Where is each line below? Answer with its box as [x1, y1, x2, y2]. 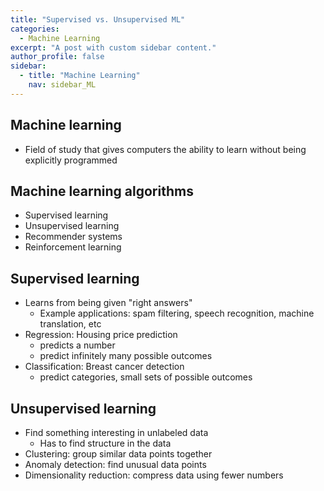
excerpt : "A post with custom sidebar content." [10, 42, 217, 53]
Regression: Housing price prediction [24, 329, 178, 341]
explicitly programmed [24, 154, 118, 166]
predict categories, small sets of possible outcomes [39, 371, 253, 383]
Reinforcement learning [24, 241, 122, 253]
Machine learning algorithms [10, 182, 194, 200]
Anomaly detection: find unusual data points [24, 459, 207, 470]
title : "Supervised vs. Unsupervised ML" [10, 14, 186, 25]
